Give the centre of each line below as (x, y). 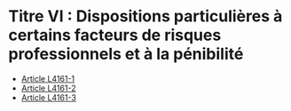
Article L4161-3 (49, 97)
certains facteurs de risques (115, 35)
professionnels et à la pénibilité (126, 54)
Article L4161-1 (48, 78)
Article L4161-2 (48, 88)
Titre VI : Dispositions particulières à (145, 16)
